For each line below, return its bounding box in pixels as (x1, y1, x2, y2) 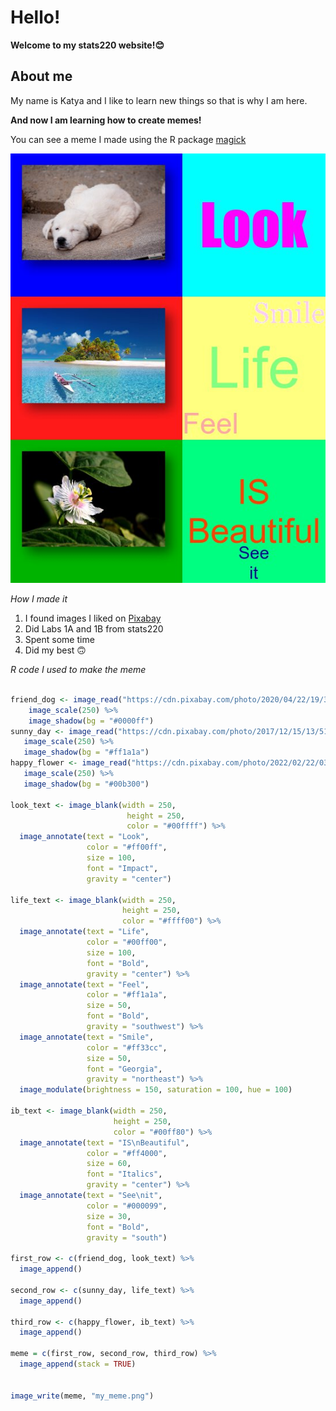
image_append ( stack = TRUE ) (19, 1359, 137, 1370)
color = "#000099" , (86, 1201, 168, 1211)
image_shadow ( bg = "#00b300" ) (23, 779, 150, 789)
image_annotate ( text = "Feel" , (19, 979, 150, 990)
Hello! (10, 6, 61, 29)
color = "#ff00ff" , (86, 842, 168, 853)
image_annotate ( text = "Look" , (19, 832, 150, 842)
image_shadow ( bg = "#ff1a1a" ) (23, 747, 150, 758)
